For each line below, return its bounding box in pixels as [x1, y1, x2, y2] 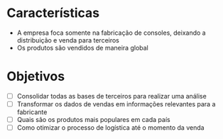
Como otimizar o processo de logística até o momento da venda [16, 123, 205, 132]
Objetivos [6, 69, 65, 84]
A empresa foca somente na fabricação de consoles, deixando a [16, 28, 207, 37]
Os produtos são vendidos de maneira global [16, 43, 148, 52]
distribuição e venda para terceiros [16, 35, 120, 44]
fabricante [16, 108, 48, 116]
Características [6, 5, 100, 21]
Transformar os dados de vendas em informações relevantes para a [16, 99, 216, 108]
